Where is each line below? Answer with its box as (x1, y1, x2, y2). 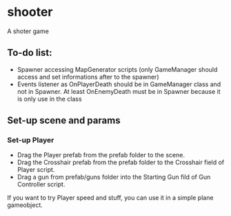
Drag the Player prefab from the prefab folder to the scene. (17, 151, 185, 159)
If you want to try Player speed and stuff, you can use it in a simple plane (7, 194, 214, 202)
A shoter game (7, 27, 50, 35)
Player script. (17, 166, 55, 174)
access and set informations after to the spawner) (17, 72, 159, 81)
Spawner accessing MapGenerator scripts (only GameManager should (17, 65, 218, 73)
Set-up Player (7, 135, 54, 145)
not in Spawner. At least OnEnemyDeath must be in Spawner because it (17, 87, 221, 95)
